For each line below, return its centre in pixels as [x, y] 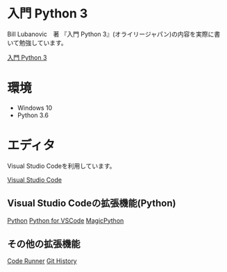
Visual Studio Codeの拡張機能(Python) [92, 204]
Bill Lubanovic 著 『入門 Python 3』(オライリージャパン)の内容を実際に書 [114, 34]
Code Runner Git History [42, 261]
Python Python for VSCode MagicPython [66, 220]
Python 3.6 [33, 115]
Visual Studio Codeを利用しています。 [61, 166]
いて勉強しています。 [37, 42]
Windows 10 [35, 108]
